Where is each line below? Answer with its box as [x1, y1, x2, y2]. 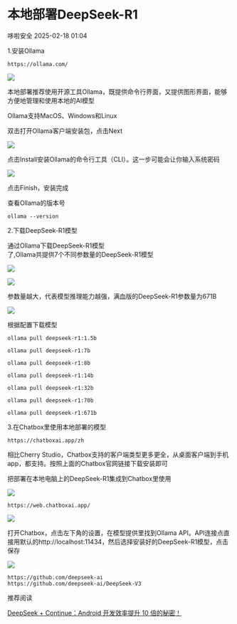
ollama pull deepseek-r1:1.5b [7, 334, 98, 342]
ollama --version [7, 213, 59, 220]
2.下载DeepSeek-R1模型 [7, 226, 78, 235]
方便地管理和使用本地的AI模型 [7, 96, 95, 105]
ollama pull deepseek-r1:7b [7, 347, 91, 354]
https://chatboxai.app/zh [7, 437, 84, 444]
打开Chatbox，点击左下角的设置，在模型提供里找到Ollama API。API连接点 [7, 528, 224, 537]
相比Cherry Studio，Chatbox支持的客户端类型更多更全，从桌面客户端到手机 [7, 450, 229, 459]
